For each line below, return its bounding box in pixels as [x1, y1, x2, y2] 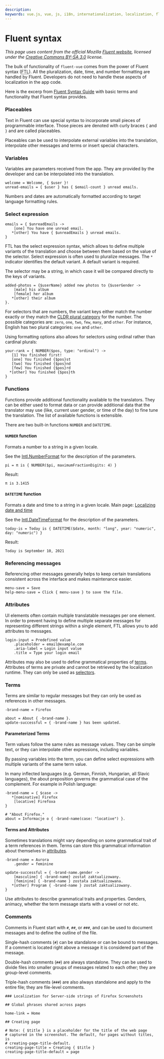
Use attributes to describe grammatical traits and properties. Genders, [5, 896, 146, 902]
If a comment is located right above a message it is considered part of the [5, 944, 154, 950]
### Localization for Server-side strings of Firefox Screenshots [5, 993, 143, 999]
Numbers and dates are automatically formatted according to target [5, 193, 141, 199]
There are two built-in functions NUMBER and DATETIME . [5, 422, 112, 427]
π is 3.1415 [5, 481, 29, 486]
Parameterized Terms [5, 730, 50, 736]
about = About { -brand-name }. [5, 716, 71, 721]
